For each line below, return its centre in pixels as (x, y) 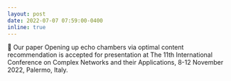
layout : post (27, 14)
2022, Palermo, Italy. (38, 70)
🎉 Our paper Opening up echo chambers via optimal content (96, 48)
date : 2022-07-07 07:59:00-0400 (55, 21)
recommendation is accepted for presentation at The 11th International (110, 55)
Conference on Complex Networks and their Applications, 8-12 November (116, 63)
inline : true (27, 27)
